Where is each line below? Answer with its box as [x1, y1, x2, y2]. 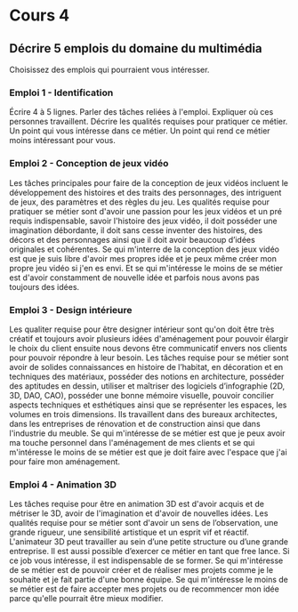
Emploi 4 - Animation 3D [9, 478, 117, 490]
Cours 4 [9, 5, 69, 26]
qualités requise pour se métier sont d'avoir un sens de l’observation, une [9, 518, 278, 528]
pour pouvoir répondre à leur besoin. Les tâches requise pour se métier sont [9, 352, 289, 363]
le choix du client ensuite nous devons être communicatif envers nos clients [9, 342, 287, 353]
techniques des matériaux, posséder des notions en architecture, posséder [9, 371, 285, 382]
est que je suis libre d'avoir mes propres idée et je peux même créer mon [9, 253, 278, 263]
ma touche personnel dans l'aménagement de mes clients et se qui [9, 437, 255, 447]
